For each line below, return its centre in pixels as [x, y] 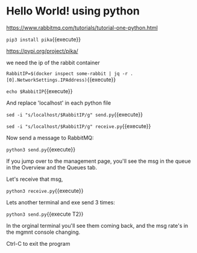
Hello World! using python [73, 11]
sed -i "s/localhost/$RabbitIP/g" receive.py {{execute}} [79, 126]
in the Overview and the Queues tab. [52, 167]
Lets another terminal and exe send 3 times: [61, 202]
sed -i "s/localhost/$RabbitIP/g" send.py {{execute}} [75, 114]
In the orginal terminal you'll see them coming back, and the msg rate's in [97, 225]
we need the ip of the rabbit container [53, 62]
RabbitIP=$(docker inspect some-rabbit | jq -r [67, 73]
